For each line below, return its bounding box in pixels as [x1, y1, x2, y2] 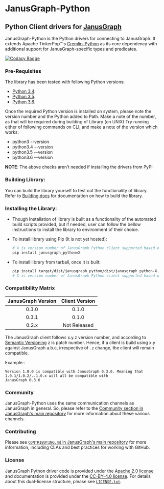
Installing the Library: [5, 205, 57, 212]
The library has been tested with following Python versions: [5, 79, 125, 85]
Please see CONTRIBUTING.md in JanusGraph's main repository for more [5, 439, 147, 445]
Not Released [63, 321, 94, 328]
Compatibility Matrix [5, 285, 55, 291]
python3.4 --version [12, 144, 53, 150]
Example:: [5, 359, 25, 365]
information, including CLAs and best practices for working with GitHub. [5, 444, 150, 450]
